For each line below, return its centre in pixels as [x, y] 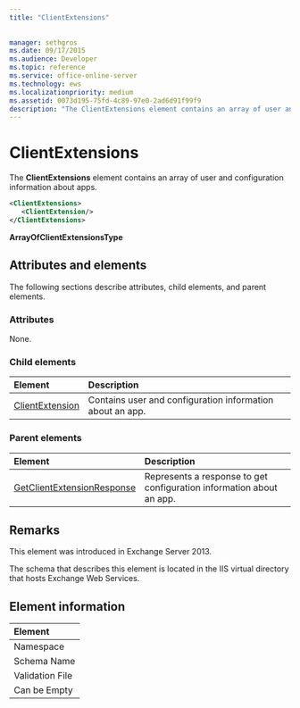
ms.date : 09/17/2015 [48, 51]
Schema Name [45, 662]
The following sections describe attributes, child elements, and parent [137, 287]
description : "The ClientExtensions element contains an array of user [145, 109]
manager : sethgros [43, 42]
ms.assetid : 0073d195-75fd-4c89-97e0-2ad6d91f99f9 [105, 100]
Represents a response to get [206, 476]
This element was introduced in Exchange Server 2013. [111, 552]
